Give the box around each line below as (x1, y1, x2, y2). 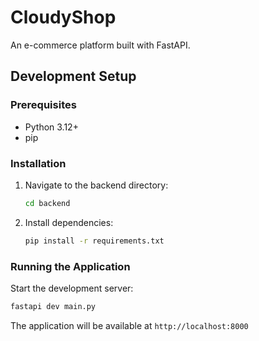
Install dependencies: (24, 216, 114, 228)
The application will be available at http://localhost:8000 (10, 319, 249, 331)
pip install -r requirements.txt (24, 236, 165, 246)
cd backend (24, 198, 71, 208)
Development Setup (10, 68, 137, 85)
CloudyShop (10, 6, 117, 29)
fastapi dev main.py (10, 301, 97, 311)
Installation (10, 156, 67, 170)
